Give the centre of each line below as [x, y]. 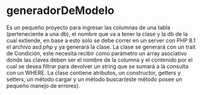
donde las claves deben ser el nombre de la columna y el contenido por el [99, 60]
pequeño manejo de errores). [43, 85]
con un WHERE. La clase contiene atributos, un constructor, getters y [94, 72]
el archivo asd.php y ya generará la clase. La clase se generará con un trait [101, 47]
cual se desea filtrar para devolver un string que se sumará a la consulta [97, 66]
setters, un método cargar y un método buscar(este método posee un [94, 79]
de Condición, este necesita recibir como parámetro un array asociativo [97, 53]
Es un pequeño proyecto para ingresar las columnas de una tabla [88, 27]
